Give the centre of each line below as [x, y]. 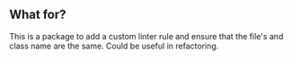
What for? [38, 15]
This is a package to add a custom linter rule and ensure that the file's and [146, 36]
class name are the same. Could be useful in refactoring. [114, 46]
